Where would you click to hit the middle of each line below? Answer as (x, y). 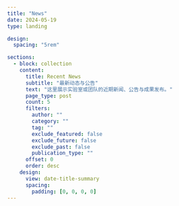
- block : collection (43, 64)
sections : (21, 58)
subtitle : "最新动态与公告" (62, 83)
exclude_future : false (64, 140)
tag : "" (43, 128)
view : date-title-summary (62, 179)
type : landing (27, 26)
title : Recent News (53, 76)
